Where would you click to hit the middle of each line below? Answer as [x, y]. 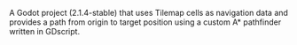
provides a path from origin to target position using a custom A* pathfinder [145, 22]
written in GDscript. [45, 31]
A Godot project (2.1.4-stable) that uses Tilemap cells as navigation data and [148, 13]
